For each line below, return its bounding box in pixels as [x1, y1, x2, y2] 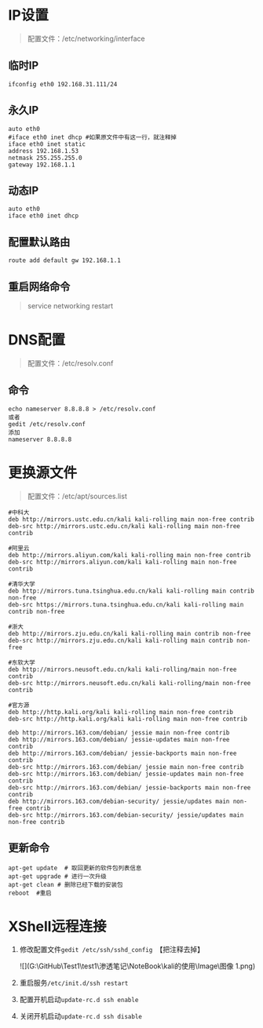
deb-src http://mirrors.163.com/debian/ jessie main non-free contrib [8, 763, 244, 771]
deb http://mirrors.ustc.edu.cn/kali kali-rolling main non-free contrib [8, 515, 255, 523]
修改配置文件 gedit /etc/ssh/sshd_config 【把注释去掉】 [19, 945, 205, 954]
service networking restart [27, 301, 114, 310]
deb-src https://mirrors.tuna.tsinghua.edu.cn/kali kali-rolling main [8, 600, 244, 608]
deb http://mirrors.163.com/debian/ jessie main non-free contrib [8, 728, 230, 737]
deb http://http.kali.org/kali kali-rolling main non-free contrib [8, 708, 234, 716]
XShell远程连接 [8, 917, 107, 935]
